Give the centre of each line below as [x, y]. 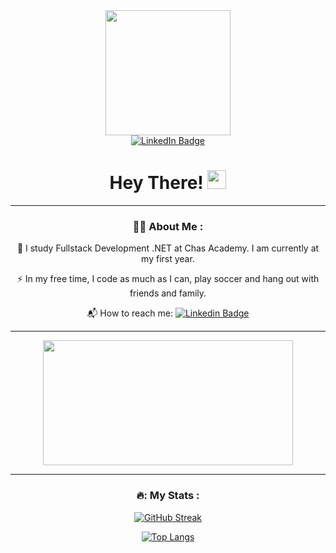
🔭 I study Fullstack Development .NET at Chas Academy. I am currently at [168, 248]
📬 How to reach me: [129, 313]
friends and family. [168, 293]
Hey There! [156, 183]
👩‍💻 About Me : [168, 226]
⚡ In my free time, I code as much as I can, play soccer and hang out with [168, 279]
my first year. [168, 259]
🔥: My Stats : [168, 496]
